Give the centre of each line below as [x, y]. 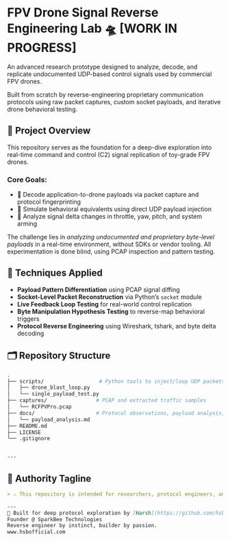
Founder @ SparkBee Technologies [55, 519]
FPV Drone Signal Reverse [83, 13]
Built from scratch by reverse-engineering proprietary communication [105, 95]
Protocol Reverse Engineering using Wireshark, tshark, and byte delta [116, 326]
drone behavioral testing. [42, 109]
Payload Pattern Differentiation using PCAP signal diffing [98, 289]
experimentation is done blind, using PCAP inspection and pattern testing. [111, 252]
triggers [28, 318]
